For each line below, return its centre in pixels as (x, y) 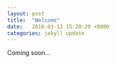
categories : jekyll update (46, 33)
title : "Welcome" (33, 20)
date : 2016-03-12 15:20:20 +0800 (58, 26)
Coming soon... (29, 53)
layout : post (26, 14)
